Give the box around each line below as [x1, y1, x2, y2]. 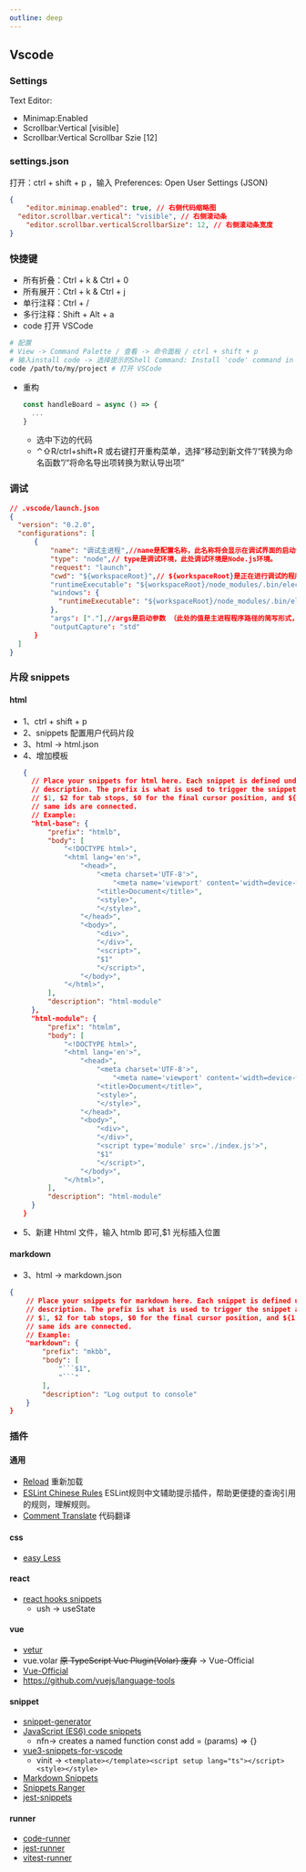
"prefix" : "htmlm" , [46, 1023, 121, 1032]
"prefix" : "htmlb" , [46, 827, 121, 837]
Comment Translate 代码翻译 [22, 1511, 131, 1522]
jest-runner [22, 1843, 66, 1854]
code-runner [22, 1833, 71, 1844]
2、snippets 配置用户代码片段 [22, 727, 135, 738]
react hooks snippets [22, 1593, 102, 1604]
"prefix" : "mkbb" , [42, 1347, 112, 1357]
